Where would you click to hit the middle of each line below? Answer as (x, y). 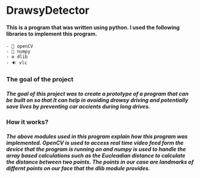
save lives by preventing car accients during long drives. (78, 106)
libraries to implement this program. (52, 34)
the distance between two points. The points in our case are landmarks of (100, 162)
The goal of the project (40, 80)
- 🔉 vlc (17, 63)
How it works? (27, 122)
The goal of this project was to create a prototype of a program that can (98, 93)
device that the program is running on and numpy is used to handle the (96, 149)
